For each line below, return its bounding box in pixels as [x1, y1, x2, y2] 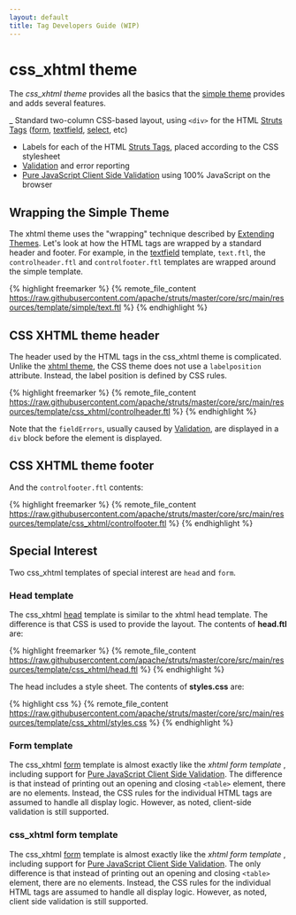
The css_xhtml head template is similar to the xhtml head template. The [9, 609, 268, 620]
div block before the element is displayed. [9, 433, 163, 444]
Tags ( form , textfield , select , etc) [9, 125, 128, 136]
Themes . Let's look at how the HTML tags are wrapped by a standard [9, 238, 262, 249]
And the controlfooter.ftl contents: [9, 482, 144, 492]
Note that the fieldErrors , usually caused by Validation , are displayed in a [9, 423, 279, 434]
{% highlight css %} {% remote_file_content [9, 698, 169, 709]
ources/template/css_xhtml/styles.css [9, 717, 148, 727]
